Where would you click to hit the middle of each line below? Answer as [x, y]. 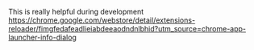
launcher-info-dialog [42, 37]
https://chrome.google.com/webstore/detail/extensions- [102, 20]
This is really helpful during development [76, 12]
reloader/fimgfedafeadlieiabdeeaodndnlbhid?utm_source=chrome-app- [127, 29]
